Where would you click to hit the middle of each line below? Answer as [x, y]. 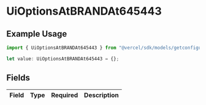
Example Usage [37, 34]
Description [101, 95]
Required [65, 95]
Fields [18, 78]
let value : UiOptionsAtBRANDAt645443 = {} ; [63, 59]
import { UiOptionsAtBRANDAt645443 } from [61, 48]
